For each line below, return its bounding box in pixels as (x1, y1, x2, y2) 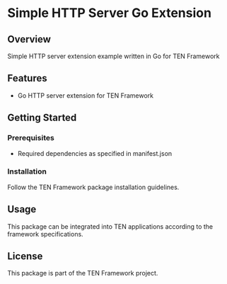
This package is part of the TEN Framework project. (7, 269, 158, 278)
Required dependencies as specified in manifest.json (17, 149, 173, 157)
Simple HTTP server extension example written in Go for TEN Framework (7, 52, 221, 60)
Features (7, 72, 47, 84)
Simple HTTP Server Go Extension (7, 5, 212, 21)
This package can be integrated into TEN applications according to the (7, 222, 214, 231)
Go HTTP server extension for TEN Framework (17, 91, 154, 100)
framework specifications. (7, 229, 83, 238)
